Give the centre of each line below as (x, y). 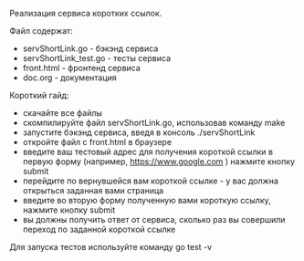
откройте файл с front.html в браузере (97, 142)
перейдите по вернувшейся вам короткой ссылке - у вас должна (150, 181)
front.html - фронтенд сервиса (82, 68)
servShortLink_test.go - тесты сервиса (97, 58)
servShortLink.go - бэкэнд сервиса (90, 48)
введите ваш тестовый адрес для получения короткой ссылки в (148, 151)
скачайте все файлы (63, 113)
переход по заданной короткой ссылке (99, 229)
